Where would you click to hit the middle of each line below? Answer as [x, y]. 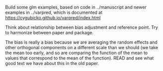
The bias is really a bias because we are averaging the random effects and [81, 42]
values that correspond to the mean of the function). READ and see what [80, 58]
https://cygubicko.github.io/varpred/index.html [53, 18]
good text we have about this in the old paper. [52, 63]
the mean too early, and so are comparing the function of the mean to [77, 53]
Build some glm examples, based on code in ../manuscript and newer [76, 7]
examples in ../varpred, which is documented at [54, 12]
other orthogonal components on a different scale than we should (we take [82, 47]
